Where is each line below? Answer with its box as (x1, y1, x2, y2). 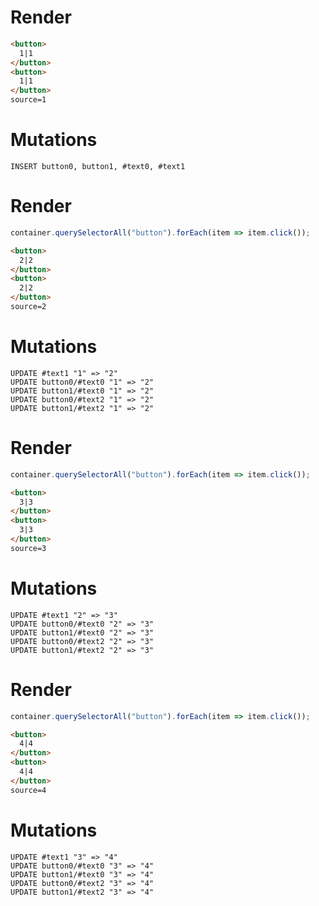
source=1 (10, 95, 47, 105)
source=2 (10, 302, 47, 312)
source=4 (10, 785, 47, 795)
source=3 (10, 543, 47, 553)
